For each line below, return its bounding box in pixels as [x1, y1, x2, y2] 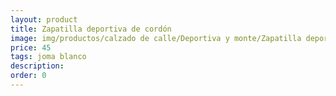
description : [10, 61, 65, 71]
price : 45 [10, 42, 52, 53]
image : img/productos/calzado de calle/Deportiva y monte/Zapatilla [10, 33, 302, 43]
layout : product [10, 14, 78, 25]
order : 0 [10, 71, 47, 81]
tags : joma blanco [10, 52, 87, 62]
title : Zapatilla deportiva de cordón [10, 24, 172, 34]
